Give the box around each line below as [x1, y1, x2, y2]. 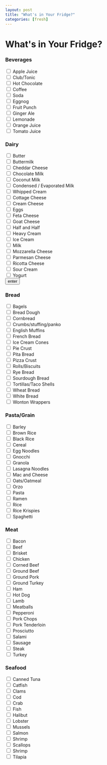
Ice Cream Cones [12, 339, 49, 345]
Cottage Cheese [12, 195, 47, 201]
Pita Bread [12, 351, 34, 357]
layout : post [5, 7, 33, 13]
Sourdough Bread [12, 375, 49, 381]
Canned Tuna [12, 676, 41, 682]
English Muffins [12, 328, 45, 334]
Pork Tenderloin [12, 622, 46, 628]
